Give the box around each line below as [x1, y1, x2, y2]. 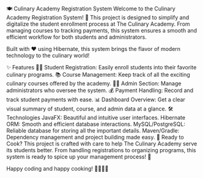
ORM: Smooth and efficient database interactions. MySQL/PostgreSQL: [6, 120, 185, 128]
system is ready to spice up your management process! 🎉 [6, 153, 152, 160]
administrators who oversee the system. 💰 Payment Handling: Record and [6, 87, 194, 94]
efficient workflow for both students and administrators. [6, 33, 147, 41]
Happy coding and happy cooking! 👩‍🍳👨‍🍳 [6, 165, 109, 172]
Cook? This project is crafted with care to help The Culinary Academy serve [6, 140, 197, 147]
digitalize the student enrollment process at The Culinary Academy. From [6, 20, 191, 28]
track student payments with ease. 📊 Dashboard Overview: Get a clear [6, 96, 185, 103]
